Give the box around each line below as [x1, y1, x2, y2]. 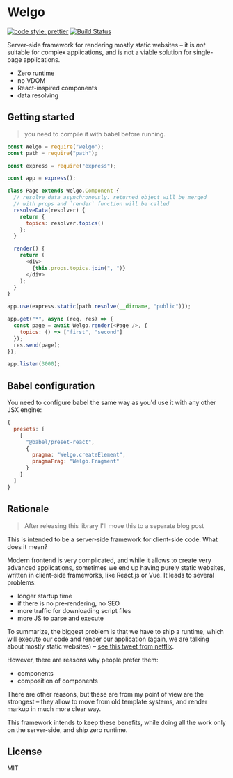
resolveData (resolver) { [13, 207, 86, 214]
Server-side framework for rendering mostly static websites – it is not [7, 40, 206, 49]
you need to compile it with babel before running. [24, 129, 166, 138]
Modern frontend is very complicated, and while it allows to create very [7, 556, 212, 564]
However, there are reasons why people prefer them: [7, 656, 159, 664]
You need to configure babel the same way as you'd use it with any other [7, 398, 216, 407]
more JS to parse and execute [17, 614, 104, 622]
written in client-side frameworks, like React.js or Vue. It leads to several [7, 571, 214, 579]
